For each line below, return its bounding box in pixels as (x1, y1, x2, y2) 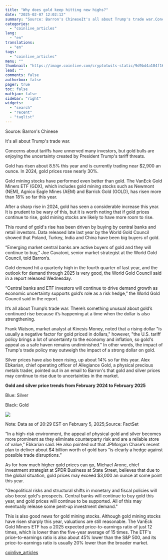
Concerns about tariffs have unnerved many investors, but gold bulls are (5, 147, 154, 153)
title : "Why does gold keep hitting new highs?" (5, 7, 108, 13)
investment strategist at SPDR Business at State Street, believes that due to (5, 467, 160, 473)
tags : (5, 49, 16, 54)
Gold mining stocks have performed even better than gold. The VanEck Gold (5, 177, 162, 183)
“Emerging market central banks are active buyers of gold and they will (5, 244, 151, 250)
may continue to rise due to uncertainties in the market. (5, 372, 119, 379)
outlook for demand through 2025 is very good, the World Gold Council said (5, 270, 161, 276)
